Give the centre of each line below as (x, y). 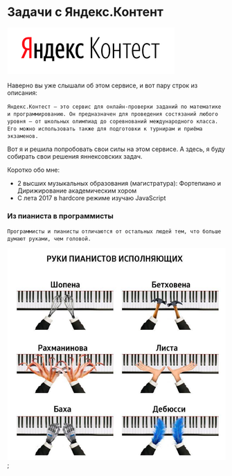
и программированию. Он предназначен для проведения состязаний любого (113, 114)
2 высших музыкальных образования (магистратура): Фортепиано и (119, 183)
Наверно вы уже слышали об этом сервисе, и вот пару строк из (102, 85)
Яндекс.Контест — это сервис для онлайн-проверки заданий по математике (114, 107)
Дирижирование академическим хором (77, 191)
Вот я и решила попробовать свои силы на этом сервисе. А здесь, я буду (116, 149)
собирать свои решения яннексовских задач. (75, 156)
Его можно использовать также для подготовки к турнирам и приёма (105, 129)
